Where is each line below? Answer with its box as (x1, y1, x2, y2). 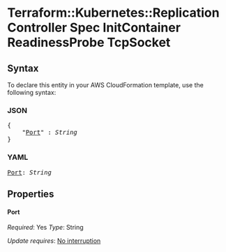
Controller (7, 20, 68, 36)
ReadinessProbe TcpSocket (7, 35, 171, 50)
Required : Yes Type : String (7, 223, 84, 232)
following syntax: (7, 89, 56, 96)
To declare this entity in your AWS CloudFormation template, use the (7, 81, 204, 89)
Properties (7, 188, 54, 200)
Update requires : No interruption (7, 237, 101, 245)
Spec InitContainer (69, 20, 181, 36)
